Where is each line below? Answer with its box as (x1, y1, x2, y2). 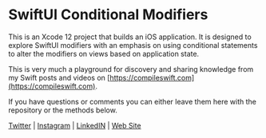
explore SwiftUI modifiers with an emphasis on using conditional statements (8, 40, 258, 49)
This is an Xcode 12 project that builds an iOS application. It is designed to (8, 32, 252, 41)
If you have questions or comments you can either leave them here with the (8, 97, 257, 106)
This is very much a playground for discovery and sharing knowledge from (8, 64, 254, 73)
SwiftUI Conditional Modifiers (8, 6, 208, 24)
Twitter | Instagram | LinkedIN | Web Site (8, 120, 141, 130)
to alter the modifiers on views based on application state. (8, 49, 200, 58)
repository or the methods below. (8, 105, 117, 115)
